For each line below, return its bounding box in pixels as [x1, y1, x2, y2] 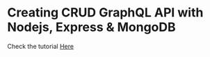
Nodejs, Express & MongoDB [7, 19, 176, 35]
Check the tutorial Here [7, 42, 74, 50]
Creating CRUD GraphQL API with [7, 5, 204, 21]
